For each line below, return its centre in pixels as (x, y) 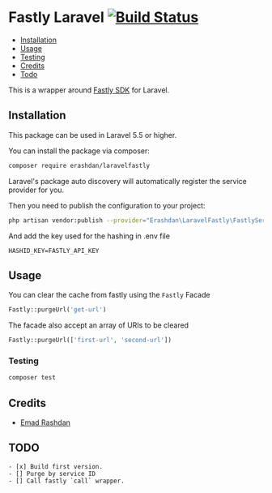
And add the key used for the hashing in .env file (89, 236)
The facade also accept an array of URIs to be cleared (98, 325)
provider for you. (36, 190)
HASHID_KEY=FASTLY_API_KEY (54, 251)
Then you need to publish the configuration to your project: (107, 205)
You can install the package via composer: (79, 151)
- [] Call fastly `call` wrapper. (67, 481)
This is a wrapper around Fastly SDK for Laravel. (89, 90)
